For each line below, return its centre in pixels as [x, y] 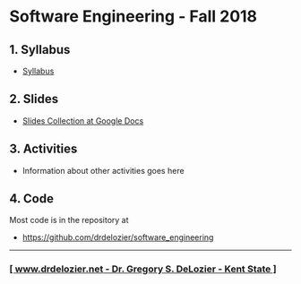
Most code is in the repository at [69, 220]
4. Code [31, 199]
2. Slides [34, 99]
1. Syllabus [40, 50]
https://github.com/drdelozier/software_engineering [118, 237]
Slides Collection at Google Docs [83, 120]
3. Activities [43, 149]
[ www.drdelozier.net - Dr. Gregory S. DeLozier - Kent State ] [143, 269]
